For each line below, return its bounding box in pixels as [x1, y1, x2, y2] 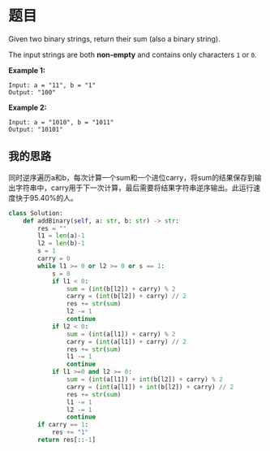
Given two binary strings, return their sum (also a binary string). [8, 33, 221, 44]
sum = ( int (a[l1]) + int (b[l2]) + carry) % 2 [66, 375, 223, 384]
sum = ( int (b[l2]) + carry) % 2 [66, 284, 176, 293]
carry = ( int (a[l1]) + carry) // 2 [66, 337, 186, 345]
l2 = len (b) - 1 [37, 240, 85, 248]
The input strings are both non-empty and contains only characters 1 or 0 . [8, 50, 257, 59]
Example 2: [8, 102, 47, 112]
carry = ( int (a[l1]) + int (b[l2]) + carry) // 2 [66, 383, 234, 391]
